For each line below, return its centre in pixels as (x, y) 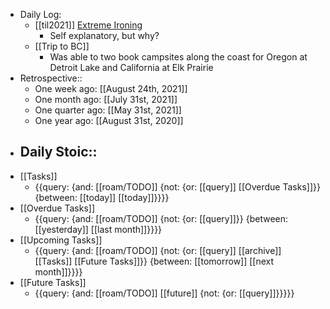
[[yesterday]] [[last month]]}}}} (98, 229)
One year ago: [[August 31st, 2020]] (109, 120)
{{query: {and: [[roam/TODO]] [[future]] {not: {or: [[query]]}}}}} (164, 293)
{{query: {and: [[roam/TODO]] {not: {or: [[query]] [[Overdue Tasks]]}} (177, 186)
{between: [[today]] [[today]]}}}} (102, 197)
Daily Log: (40, 14)
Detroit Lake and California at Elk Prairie (131, 67)
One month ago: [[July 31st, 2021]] (106, 99)
